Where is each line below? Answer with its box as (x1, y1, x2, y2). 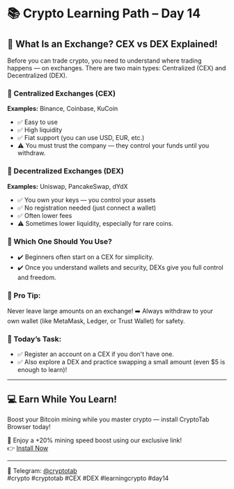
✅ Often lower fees (17, 211, 72, 219)
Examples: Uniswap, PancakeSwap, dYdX (7, 182, 128, 190)
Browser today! (7, 423, 51, 431)
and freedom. (17, 273, 57, 281)
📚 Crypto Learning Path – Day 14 (7, 6, 201, 22)
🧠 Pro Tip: (7, 290, 41, 300)
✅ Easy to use (17, 118, 58, 126)
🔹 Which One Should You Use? (7, 236, 113, 246)
